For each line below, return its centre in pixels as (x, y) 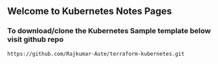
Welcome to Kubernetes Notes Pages (90, 11)
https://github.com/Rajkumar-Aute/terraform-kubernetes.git (96, 54)
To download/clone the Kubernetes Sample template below (109, 31)
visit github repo (35, 39)
